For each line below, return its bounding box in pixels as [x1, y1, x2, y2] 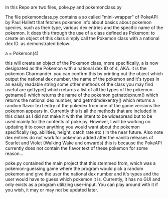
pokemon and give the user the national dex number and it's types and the [5, 171, 159, 177]
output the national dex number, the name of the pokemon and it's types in [5, 76, 159, 82]
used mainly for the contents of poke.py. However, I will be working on [5, 119, 150, 124]
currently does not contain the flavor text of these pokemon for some [5, 145, 148, 151]
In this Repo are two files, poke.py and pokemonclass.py [5, 5, 122, 10]
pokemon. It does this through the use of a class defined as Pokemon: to [5, 30, 155, 36]
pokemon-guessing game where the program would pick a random [5, 165, 144, 171]
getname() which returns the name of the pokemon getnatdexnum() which [5, 92, 159, 98]
